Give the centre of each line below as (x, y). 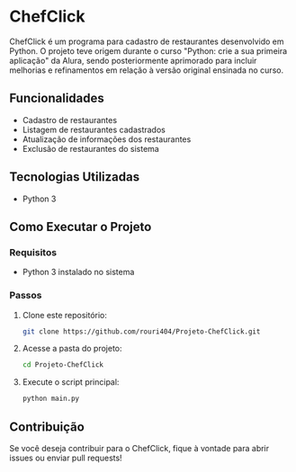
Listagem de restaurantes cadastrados (94, 129)
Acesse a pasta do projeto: (72, 349)
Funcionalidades (57, 98)
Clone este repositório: (65, 315)
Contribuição (47, 427)
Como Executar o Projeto (81, 227)
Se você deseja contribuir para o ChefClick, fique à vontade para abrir (139, 448)
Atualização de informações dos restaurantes (107, 139)
